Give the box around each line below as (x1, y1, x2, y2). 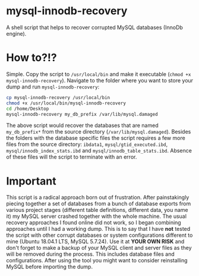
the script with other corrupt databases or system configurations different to (6, 231, 193, 239)
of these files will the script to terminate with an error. (6, 153, 137, 161)
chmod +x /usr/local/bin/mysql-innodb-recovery (6, 100, 127, 106)
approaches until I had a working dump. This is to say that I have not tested (6, 226, 191, 233)
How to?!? (6, 51, 58, 65)
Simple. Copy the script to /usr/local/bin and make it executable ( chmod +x (6, 70, 191, 78)
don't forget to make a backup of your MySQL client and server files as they (6, 245, 192, 252)
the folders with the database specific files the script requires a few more (6, 135, 185, 142)
